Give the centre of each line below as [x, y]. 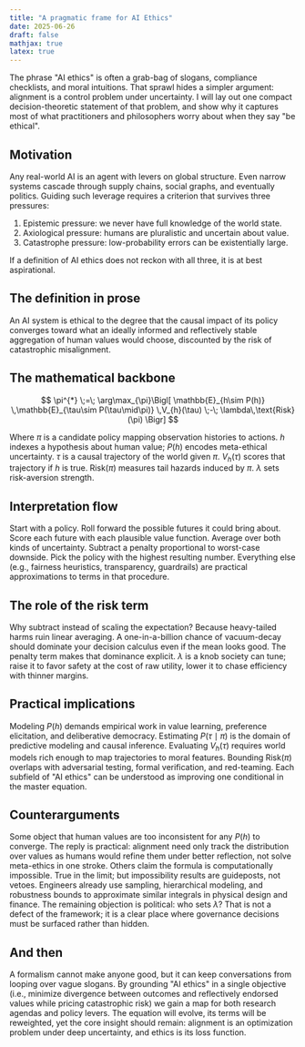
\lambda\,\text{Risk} [258, 410]
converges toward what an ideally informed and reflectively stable [133, 330]
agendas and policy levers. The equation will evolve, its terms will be [138, 1013]
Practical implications [72, 704]
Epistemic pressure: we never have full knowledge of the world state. [152, 223]
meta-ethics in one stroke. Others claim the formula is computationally [141, 866]
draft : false [34, 35]
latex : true [32, 52]
